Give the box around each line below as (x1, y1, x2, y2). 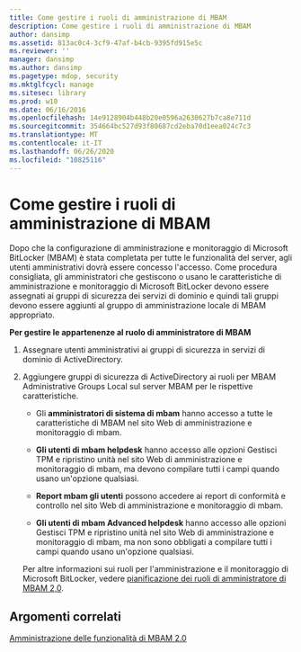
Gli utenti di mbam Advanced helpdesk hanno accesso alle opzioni (35, 518, 287, 529)
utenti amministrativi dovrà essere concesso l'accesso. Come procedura (9, 262, 278, 272)
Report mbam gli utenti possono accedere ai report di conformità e (35, 491, 286, 502)
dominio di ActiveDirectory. (22, 354, 124, 365)
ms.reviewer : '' (9, 47, 70, 56)
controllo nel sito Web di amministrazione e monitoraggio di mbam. (35, 500, 284, 511)
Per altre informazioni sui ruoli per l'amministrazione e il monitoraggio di (22, 564, 289, 575)
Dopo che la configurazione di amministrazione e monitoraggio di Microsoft (9, 243, 289, 254)
